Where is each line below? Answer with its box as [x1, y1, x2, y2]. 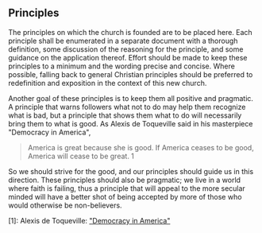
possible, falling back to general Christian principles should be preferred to [8, 69, 253, 79]
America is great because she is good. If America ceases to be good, [27, 142, 254, 152]
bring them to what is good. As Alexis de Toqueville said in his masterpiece [8, 118, 253, 128]
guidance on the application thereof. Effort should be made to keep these [8, 52, 248, 62]
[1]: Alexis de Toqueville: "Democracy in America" [8, 216, 171, 225]
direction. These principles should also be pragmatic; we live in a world [8, 175, 241, 184]
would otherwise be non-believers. [8, 200, 122, 210]
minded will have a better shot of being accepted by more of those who [8, 192, 242, 201]
